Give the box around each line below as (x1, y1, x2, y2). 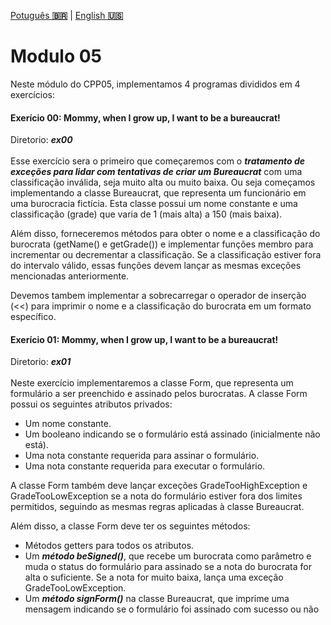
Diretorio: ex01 (10, 356, 72, 368)
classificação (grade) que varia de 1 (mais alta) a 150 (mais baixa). (10, 208, 283, 220)
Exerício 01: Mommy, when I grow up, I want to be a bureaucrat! (10, 333, 279, 345)
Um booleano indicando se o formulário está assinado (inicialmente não (24, 428, 321, 440)
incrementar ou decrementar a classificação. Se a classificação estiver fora (10, 249, 322, 261)
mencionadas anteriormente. (10, 270, 130, 282)
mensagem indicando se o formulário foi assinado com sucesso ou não (24, 603, 320, 615)
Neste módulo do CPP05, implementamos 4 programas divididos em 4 (10, 78, 301, 90)
